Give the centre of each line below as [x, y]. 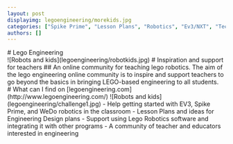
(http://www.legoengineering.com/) [58, 97]
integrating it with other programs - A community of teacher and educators [114, 126]
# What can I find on [36, 89]
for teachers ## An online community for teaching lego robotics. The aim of [115, 67]
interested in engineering [43, 134]
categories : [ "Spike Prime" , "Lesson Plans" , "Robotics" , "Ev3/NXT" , [110, 26]
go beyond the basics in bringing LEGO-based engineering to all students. [113, 82]
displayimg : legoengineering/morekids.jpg [69, 20]
